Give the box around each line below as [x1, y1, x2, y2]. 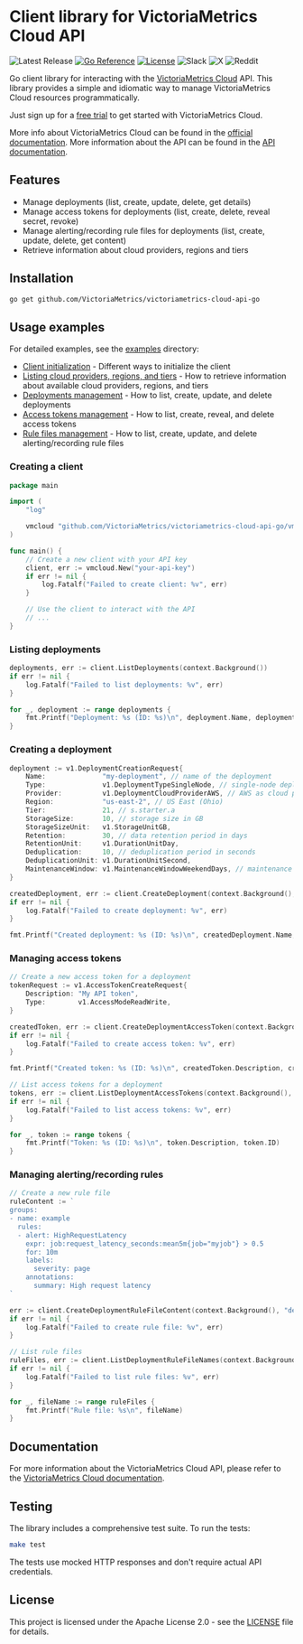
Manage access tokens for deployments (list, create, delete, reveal [22, 206, 271, 217]
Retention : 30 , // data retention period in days [25, 831, 248, 840]
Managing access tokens [9, 952, 122, 965]
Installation [9, 271, 74, 286]
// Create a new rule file [9, 1189, 111, 1198]
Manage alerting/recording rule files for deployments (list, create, [22, 225, 265, 236]
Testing [9, 1499, 53, 1514]
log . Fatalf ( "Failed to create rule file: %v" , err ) [25, 1322, 224, 1331]
